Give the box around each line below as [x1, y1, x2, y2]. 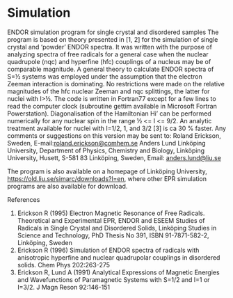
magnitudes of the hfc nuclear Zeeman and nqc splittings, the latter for [7, 87, 210, 95]
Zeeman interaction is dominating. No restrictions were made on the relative [7, 79, 225, 88]
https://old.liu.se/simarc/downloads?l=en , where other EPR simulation [7, 174, 207, 182]
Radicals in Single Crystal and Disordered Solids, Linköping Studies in [17, 223, 217, 232]
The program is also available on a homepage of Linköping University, [7, 167, 207, 175]
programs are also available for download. [7, 182, 128, 190]
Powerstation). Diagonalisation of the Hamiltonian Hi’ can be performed [7, 109, 212, 118]
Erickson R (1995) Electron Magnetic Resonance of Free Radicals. [17, 209, 205, 217]
